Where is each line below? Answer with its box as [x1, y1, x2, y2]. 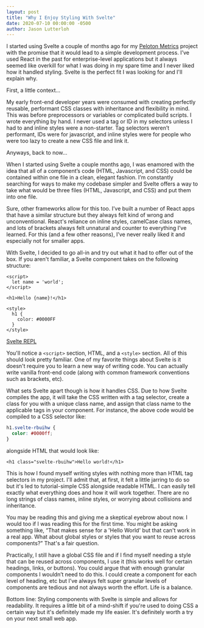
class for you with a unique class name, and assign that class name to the [6, 400, 191, 408]
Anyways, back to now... [6, 149, 68, 156]
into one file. [6, 193, 38, 201]
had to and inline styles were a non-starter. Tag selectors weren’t [6, 124, 169, 131]
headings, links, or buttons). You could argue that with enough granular [6, 564, 185, 571]
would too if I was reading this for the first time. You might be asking [6, 520, 178, 527]
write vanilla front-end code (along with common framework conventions [6, 369, 190, 376]
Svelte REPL [6, 338, 37, 345]
